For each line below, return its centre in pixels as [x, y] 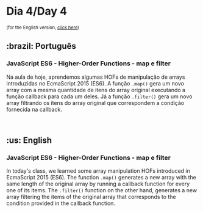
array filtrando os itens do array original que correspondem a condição [95, 103]
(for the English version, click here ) [43, 27]
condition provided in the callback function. [61, 203]
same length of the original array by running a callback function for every [98, 184]
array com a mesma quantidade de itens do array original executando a [96, 90]
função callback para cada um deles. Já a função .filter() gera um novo [99, 96]
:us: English [29, 141]
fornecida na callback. [34, 109]
